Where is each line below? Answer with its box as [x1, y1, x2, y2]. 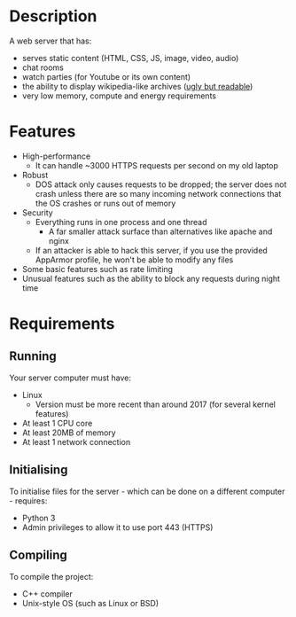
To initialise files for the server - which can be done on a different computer [9, 486, 285, 496]
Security [21, 207, 53, 218]
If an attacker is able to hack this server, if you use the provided [35, 245, 268, 255]
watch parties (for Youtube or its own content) [21, 71, 191, 82]
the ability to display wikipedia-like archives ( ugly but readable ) [21, 81, 253, 91]
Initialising [9, 463, 68, 478]
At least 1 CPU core [21, 418, 93, 428]
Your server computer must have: [9, 372, 131, 383]
